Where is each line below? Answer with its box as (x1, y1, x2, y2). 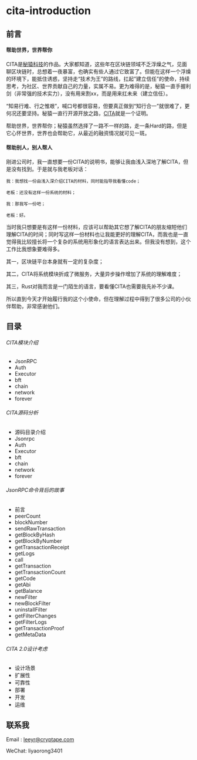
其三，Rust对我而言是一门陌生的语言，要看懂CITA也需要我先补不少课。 (6, 283, 178, 290)
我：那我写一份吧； (6, 201, 46, 207)
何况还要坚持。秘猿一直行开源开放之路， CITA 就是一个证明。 (6, 110, 151, 117)
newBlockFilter (14, 600, 51, 607)
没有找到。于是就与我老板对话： (11, 165, 89, 173)
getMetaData (14, 631, 46, 638)
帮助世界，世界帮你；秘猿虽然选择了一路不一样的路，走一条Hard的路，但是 (6, 122, 188, 129)
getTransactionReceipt (14, 543, 69, 550)
